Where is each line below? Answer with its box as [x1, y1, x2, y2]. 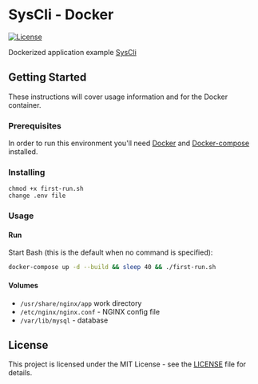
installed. [8, 147, 38, 156]
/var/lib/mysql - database [19, 315, 109, 325]
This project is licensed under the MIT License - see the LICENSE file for [8, 359, 246, 369]
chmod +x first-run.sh [8, 185, 84, 193]
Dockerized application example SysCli [8, 47, 137, 57]
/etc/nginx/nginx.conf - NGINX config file [19, 307, 161, 316]
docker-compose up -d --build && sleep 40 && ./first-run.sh [8, 263, 216, 271]
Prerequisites [8, 120, 62, 131]
